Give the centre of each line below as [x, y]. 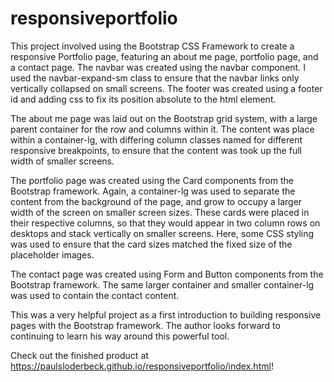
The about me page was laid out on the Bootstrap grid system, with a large [164, 118]
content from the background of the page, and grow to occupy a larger [156, 201]
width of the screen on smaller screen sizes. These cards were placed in [160, 212]
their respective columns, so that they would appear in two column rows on [165, 223]
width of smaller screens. [62, 161]
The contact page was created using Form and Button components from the [167, 274]
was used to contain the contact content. [95, 295]
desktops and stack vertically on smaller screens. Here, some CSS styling [162, 233]
